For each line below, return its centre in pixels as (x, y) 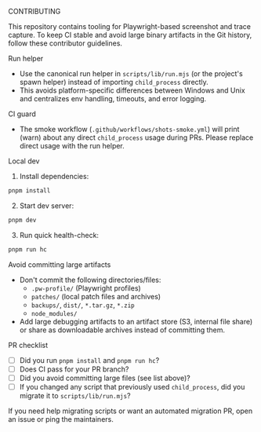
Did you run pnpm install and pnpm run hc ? (89, 360)
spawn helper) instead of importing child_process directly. (114, 82)
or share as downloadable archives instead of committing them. (122, 330)
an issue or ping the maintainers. (61, 419)
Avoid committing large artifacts (60, 264)
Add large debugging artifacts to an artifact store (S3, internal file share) (136, 321)
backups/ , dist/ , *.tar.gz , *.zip (83, 305)
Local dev (24, 161)
